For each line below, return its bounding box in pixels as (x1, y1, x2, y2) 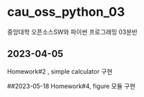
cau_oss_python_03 (7, 4, 125, 20)
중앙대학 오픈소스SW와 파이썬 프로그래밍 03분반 (7, 28, 138, 36)
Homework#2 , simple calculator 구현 (7, 67, 113, 76)
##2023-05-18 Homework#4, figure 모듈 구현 (7, 82, 136, 90)
